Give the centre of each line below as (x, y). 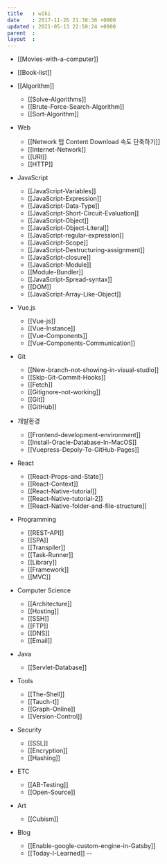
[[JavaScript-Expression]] (64, 199)
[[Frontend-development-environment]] (84, 435)
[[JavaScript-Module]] (59, 265)
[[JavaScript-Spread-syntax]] (70, 280)
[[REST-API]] (46, 533)
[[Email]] (40, 641)
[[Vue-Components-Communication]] (81, 343)
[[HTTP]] (40, 164)
